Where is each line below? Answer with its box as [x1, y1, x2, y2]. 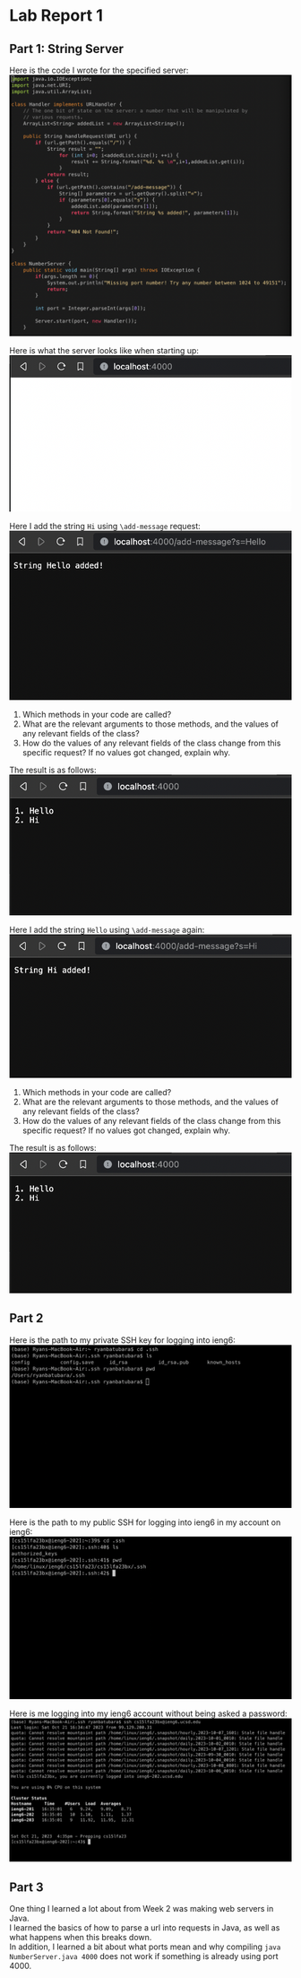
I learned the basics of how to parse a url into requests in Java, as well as [9, 1921, 280, 1933]
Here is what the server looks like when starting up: [9, 344, 200, 355]
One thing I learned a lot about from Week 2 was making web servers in [9, 1903, 274, 1913]
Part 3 [9, 1879, 44, 1895]
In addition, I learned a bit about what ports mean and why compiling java [9, 1941, 281, 1952]
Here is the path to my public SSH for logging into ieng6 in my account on [9, 1517, 281, 1528]
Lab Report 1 [9, 5, 103, 26]
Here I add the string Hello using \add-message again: [9, 924, 205, 935]
